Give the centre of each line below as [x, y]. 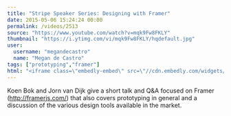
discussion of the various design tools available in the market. [95, 105]
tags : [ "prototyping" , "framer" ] [53, 65]
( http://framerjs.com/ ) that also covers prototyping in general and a [102, 97]
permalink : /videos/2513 [43, 26]
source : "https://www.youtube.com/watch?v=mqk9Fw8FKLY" [89, 33]
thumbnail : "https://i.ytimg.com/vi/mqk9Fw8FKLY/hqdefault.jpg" [101, 39]
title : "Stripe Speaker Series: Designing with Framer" [89, 13]
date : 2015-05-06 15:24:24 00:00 [55, 20]
